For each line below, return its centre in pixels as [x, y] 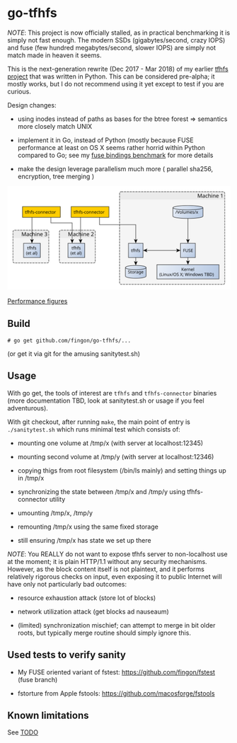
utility [57, 499]
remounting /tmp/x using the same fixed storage [88, 526]
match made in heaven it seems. [54, 55]
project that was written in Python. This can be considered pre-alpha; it [111, 76]
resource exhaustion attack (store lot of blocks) [87, 598]
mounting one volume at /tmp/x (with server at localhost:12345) [110, 443]
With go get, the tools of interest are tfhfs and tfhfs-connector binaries [112, 393]
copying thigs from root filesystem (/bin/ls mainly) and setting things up [122, 470]
